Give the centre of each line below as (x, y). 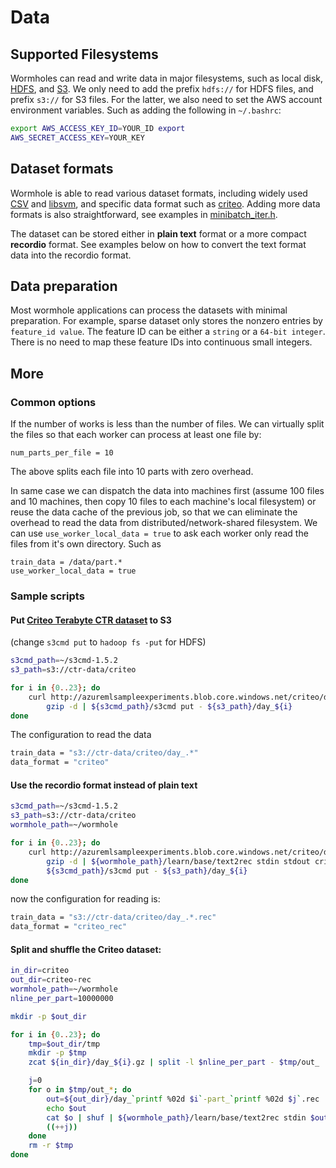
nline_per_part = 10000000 (62, 998)
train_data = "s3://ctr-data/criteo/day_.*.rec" (113, 917)
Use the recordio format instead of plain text (104, 785)
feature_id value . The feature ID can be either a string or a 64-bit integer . (168, 332)
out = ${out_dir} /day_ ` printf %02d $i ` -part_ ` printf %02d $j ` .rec (183, 1099)
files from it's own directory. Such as (86, 544)
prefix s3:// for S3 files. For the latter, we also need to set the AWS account (166, 99)
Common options (53, 402)
